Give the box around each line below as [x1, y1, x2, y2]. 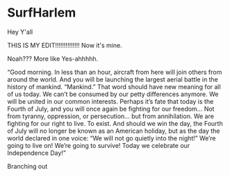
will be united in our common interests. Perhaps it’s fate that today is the [7, 97, 214, 105]
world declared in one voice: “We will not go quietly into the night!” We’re [7, 133, 216, 142]
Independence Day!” [7, 149, 66, 157]
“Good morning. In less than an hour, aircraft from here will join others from [7, 68, 222, 76]
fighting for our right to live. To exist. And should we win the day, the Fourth [7, 119, 224, 127]
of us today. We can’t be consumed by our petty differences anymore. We [7, 90, 219, 98]
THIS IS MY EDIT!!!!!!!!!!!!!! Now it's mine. [7, 41, 123, 49]
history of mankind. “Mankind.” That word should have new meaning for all [7, 82, 221, 91]
